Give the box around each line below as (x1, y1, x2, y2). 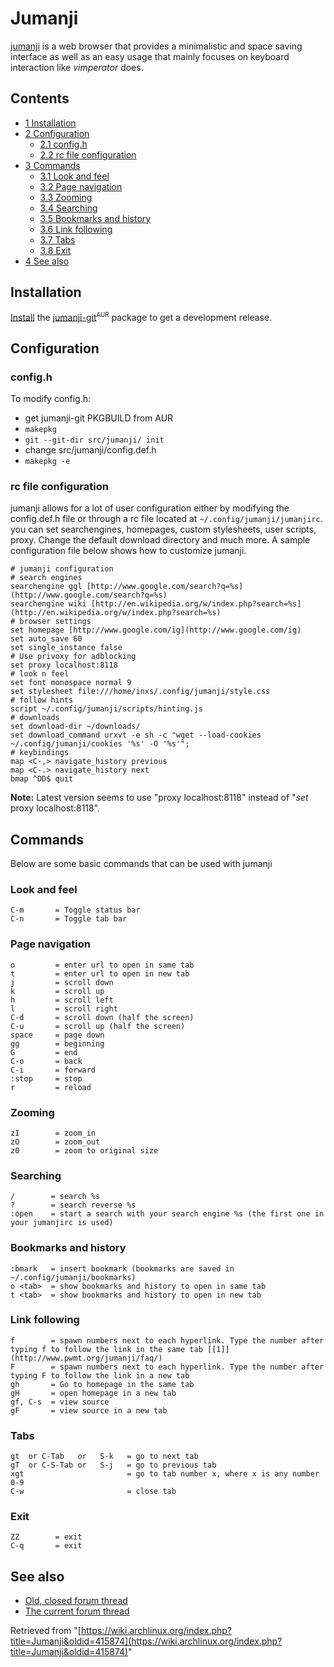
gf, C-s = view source (10, 1397, 110, 1407)
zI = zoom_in (10, 1128, 97, 1138)
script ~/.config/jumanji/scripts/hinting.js (10, 704, 203, 714)
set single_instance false (10, 643, 123, 653)
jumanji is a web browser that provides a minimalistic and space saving (10, 40, 303, 52)
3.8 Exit (39, 244, 72, 256)
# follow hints (10, 695, 74, 706)
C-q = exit (10, 1541, 83, 1551)
